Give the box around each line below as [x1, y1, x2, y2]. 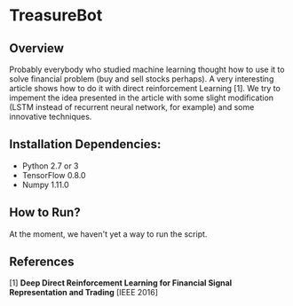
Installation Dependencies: [9, 137, 162, 152]
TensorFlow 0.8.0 [21, 169, 86, 180]
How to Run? [9, 205, 82, 220]
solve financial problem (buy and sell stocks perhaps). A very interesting [9, 74, 274, 84]
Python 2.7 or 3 [21, 161, 79, 171]
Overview [9, 41, 65, 56]
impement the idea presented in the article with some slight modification [9, 92, 273, 103]
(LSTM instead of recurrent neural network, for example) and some [9, 102, 255, 112]
